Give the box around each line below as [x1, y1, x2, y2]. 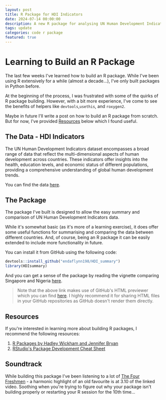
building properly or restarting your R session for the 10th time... [5, 389, 135, 395]
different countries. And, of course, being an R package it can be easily [5, 234, 150, 240]
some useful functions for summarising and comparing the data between [5, 229, 154, 235]
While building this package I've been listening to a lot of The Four [5, 373, 140, 379]
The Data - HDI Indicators [5, 132, 85, 141]
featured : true [5, 35, 37, 40]
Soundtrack [5, 360, 42, 368]
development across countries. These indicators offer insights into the [5, 156, 148, 162]
